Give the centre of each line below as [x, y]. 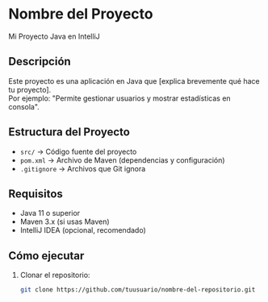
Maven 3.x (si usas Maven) [65, 221]
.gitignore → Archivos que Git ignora [83, 168]
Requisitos [36, 194]
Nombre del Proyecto [81, 14]
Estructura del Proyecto [69, 132]
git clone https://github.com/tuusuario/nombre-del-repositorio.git [138, 290]
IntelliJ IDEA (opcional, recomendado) [83, 230]
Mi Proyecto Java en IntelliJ [54, 36]
